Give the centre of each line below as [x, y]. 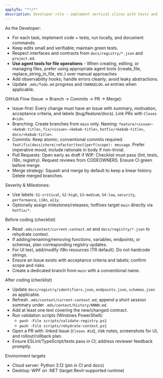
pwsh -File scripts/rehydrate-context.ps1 [63, 326]
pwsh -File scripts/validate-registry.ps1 [63, 321]
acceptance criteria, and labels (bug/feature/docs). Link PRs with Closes [84, 113]
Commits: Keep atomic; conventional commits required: [67, 139]
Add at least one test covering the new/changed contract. [70, 310]
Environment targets [25, 356]
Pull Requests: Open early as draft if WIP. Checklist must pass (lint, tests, [85, 155]
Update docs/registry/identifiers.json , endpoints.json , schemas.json [83, 289]
